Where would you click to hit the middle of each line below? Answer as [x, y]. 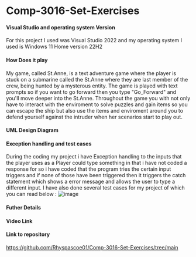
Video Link [19, 221]
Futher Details [23, 207]
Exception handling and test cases [49, 143]
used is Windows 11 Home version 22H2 [54, 47]
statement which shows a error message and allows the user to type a [91, 182]
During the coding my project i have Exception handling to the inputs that [94, 157]
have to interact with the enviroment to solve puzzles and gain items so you [97, 104]
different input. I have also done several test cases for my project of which [96, 188]
